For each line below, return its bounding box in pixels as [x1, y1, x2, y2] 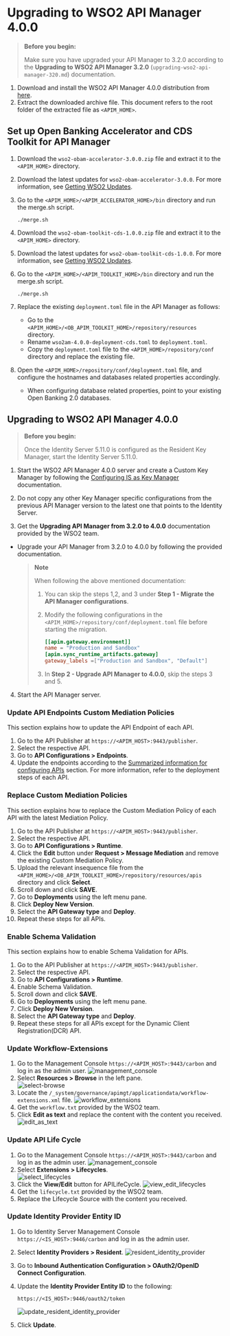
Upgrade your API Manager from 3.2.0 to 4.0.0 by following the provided [16, 542, 222, 551]
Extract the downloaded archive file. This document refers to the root [16, 98, 213, 106]
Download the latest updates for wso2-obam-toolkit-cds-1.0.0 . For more [16, 249, 222, 257]
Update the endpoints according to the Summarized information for [16, 759, 208, 767]
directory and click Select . [16, 878, 93, 886]
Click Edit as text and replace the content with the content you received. [16, 1110, 222, 1119]
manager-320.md [23, 71, 68, 78]
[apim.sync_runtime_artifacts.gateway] [44, 651, 159, 658]
